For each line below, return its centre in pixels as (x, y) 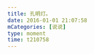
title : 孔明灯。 (29, 14)
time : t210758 (28, 40)
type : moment (27, 33)
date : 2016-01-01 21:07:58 (47, 20)
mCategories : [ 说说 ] (37, 27)
